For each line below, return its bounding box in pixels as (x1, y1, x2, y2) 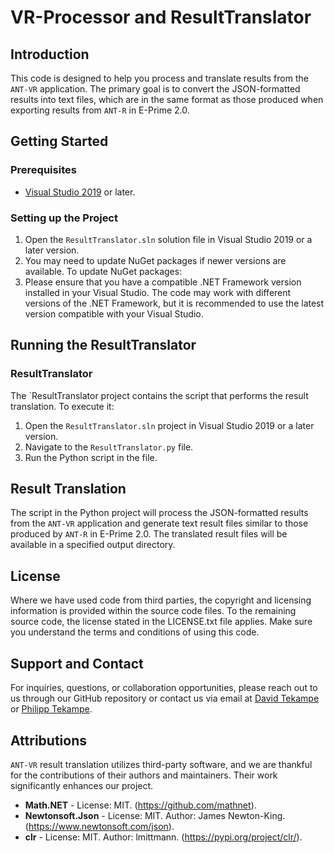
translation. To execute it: (10, 400, 115, 412)
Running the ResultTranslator (10, 337, 197, 354)
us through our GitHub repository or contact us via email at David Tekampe (10, 692, 320, 705)
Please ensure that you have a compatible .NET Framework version (24, 276, 302, 288)
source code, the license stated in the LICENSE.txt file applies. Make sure (10, 616, 313, 628)
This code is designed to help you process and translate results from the (10, 72, 309, 84)
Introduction (10, 46, 90, 63)
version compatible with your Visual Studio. (24, 307, 204, 320)
